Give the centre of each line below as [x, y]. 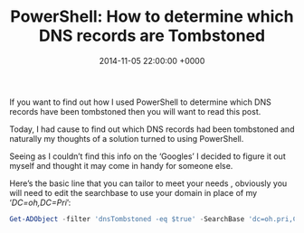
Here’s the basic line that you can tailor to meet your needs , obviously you [148, 183]
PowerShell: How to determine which [152, 17]
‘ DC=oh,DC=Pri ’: [40, 202]
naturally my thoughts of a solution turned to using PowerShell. [127, 138]
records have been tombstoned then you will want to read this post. [135, 111]
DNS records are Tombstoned [152, 36]
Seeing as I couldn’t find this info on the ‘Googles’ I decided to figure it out [148, 156]
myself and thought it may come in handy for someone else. [121, 165]
